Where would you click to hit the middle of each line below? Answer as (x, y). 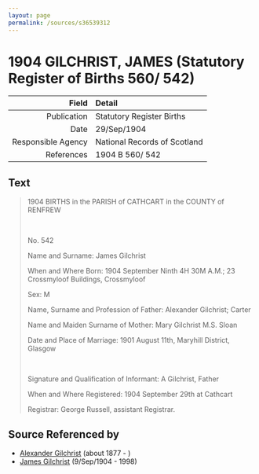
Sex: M (38, 295)
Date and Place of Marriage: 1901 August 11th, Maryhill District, (128, 340)
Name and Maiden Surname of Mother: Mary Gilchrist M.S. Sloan (132, 325)
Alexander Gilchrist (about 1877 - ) (75, 454)
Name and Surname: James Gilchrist (87, 255)
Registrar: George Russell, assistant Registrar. (101, 410)
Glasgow (42, 349)
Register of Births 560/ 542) (101, 78)
